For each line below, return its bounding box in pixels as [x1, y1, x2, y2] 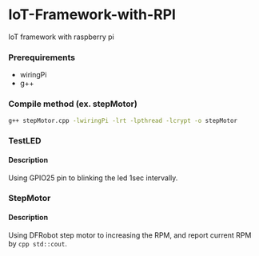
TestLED [8, 136, 42, 147]
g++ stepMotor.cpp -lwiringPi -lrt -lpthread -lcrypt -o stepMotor [8, 116, 238, 124]
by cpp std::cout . [8, 238, 68, 248]
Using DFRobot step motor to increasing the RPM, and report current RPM [8, 230, 252, 240]
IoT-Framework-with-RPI [8, 6, 176, 24]
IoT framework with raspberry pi [8, 32, 114, 41]
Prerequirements [8, 52, 76, 63]
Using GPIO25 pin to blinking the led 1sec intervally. [8, 173, 178, 183]
